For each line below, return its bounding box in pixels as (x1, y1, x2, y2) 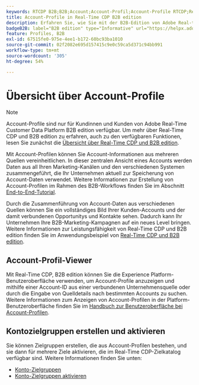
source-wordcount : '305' (6, 53, 68, 59)
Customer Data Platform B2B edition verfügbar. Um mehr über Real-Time (6, 127, 184, 134)
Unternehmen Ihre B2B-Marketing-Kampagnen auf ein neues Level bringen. (6, 219, 191, 226)
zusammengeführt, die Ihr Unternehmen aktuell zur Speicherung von (6, 170, 174, 177)
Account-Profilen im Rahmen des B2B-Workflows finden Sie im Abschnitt (6, 182, 185, 190)
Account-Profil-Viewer (6, 255, 92, 265)
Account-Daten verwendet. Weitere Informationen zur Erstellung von (6, 176, 174, 183)
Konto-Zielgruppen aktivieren (14, 373, 87, 380)
